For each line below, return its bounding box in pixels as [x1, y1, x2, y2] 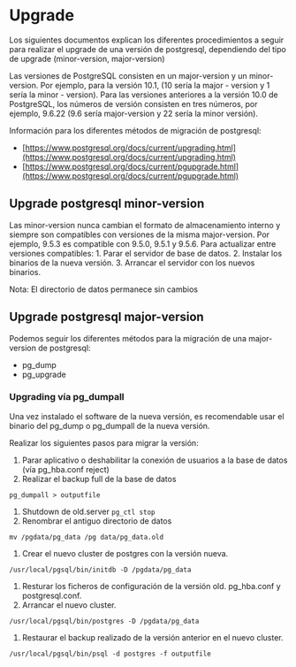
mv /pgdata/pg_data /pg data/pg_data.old [9, 533, 164, 541]
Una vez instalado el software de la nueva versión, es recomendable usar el [9, 410, 285, 421]
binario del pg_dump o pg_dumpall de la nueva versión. [9, 420, 210, 431]
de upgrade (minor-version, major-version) [9, 53, 165, 64]
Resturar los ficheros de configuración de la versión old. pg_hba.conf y [21, 580, 281, 591]
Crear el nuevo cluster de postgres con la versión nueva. [21, 548, 229, 558]
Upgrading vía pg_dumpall [9, 391, 125, 403]
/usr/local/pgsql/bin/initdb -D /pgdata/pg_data [9, 565, 192, 574]
